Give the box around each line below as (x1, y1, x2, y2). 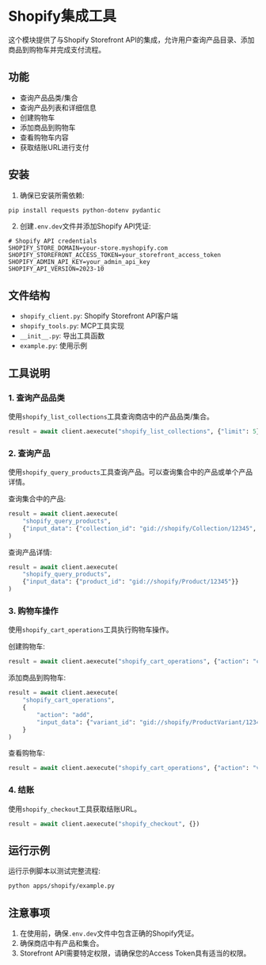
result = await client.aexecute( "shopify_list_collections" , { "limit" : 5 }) (8, 427, 264, 435)
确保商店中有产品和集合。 (19, 938, 104, 948)
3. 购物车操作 (8, 606, 59, 617)
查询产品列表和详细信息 (19, 102, 97, 112)
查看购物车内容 (19, 132, 69, 142)
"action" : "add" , (36, 710, 93, 718)
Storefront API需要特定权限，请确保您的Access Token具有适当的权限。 (19, 948, 251, 958)
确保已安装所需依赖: (19, 190, 85, 200)
